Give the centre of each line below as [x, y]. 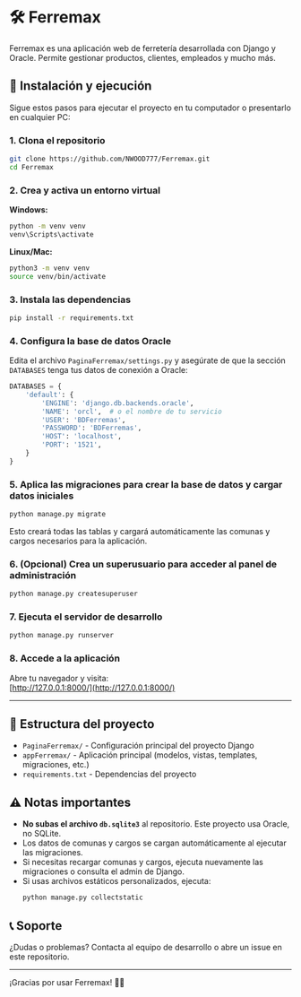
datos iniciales [42, 496]
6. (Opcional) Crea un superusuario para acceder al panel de [143, 564]
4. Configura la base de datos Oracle [90, 341]
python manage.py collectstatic [82, 897]
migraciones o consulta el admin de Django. [103, 871]
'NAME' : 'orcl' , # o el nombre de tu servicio [132, 412]
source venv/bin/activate [57, 276]
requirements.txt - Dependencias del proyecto [109, 774]
